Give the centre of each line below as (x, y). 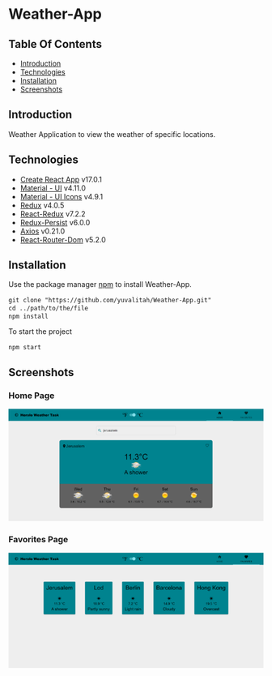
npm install (28, 317)
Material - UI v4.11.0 (53, 188)
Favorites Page (38, 539)
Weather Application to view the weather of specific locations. (112, 134)
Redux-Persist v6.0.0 (55, 222)
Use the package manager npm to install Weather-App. (100, 285)
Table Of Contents (55, 44)
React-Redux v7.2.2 (53, 214)
